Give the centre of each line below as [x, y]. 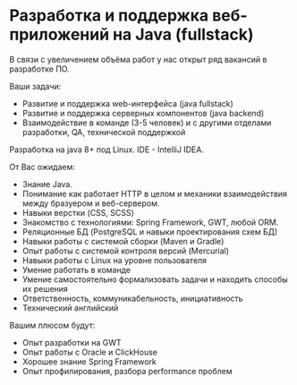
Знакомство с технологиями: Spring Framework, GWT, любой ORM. [150, 222]
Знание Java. [47, 184]
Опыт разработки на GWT [72, 342]
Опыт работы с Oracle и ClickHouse [90, 352]
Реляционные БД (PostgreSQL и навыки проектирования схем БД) [150, 231]
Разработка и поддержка [109, 16]
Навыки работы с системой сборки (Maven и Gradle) [123, 241]
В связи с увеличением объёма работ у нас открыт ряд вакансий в [138, 59]
